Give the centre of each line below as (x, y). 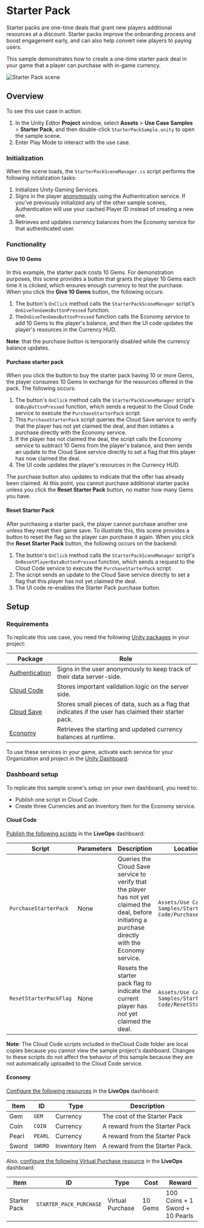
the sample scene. (38, 135)
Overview (25, 96)
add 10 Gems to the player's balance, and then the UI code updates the (104, 323)
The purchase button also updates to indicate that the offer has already (95, 477)
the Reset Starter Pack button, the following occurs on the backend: (92, 543)
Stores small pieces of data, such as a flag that (123, 704)
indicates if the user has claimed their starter (121, 712)
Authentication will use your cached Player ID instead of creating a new (104, 209)
